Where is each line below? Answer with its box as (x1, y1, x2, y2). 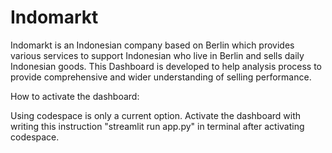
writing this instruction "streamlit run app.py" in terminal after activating (10, 120, 305, 132)
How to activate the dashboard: (10, 90, 140, 102)
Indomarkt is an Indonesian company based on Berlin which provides (10, 39, 295, 51)
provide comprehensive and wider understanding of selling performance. (10, 71, 312, 83)
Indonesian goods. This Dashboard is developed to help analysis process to (10, 60, 322, 72)
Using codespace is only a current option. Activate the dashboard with (10, 109, 302, 121)
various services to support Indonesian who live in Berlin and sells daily (10, 49, 305, 61)
